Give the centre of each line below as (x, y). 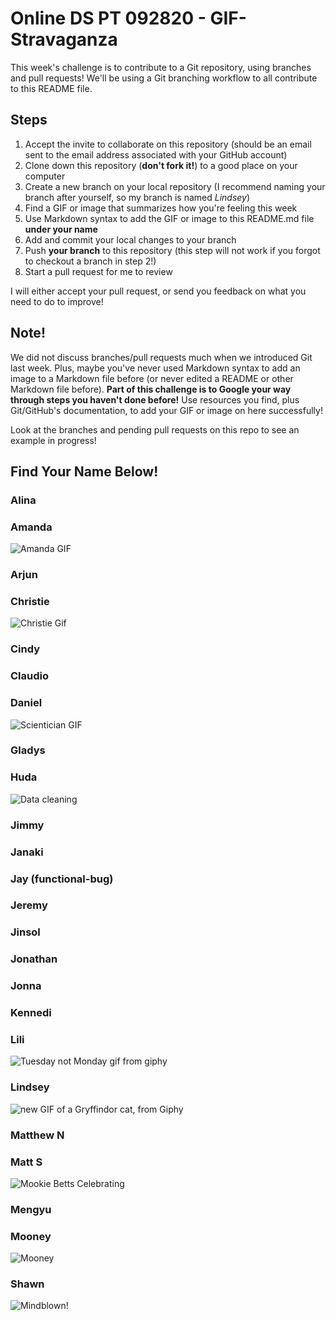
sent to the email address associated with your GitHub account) (156, 154)
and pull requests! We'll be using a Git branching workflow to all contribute (164, 78)
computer (45, 176)
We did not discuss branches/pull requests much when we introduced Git (161, 357)
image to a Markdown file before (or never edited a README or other (152, 378)
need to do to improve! (57, 301)
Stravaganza (64, 39)
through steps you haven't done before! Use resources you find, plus (155, 399)
